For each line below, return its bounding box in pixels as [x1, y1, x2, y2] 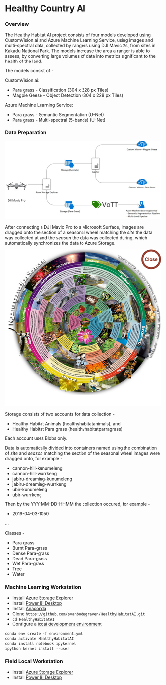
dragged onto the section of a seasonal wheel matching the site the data [5, 229, 153, 235]
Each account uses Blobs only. [5, 435, 68, 441]
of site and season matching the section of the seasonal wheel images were [5, 450, 160, 456]
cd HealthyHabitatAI [12, 617, 55, 622]
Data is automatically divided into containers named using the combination [5, 445, 157, 451]
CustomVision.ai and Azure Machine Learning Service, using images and [5, 37, 153, 43]
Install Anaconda [12, 606, 47, 612]
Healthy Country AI [5, 3, 85, 14]
